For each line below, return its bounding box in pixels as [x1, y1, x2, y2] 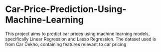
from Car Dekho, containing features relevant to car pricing [5, 41, 127, 47]
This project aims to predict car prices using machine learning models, [5, 30, 150, 36]
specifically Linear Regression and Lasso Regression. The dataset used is [5, 36, 156, 42]
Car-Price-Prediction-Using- [5, 3, 127, 15]
